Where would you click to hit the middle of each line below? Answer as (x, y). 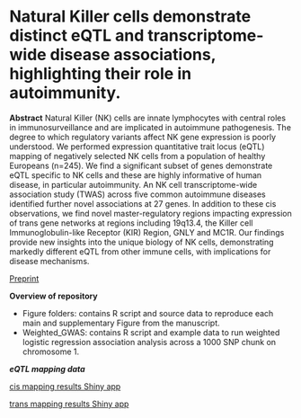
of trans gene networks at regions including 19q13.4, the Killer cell (131, 223)
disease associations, (133, 55)
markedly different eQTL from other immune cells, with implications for (140, 251)
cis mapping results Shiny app (65, 386)
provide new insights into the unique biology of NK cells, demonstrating (142, 242)
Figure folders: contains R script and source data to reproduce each (148, 313)
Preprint (24, 278)
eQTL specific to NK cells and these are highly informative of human (136, 175)
